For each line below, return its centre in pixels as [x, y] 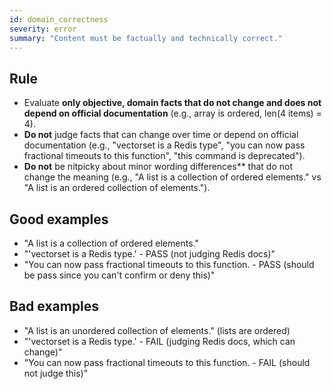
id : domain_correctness [59, 19]
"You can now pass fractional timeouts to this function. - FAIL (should [167, 362]
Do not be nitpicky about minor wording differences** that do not [158, 167]
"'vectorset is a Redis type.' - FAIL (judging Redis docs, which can [159, 341]
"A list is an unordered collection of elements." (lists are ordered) [157, 330]
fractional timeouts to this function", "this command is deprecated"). [164, 156]
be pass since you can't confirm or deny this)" [119, 275]
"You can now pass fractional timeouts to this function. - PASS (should [169, 264]
